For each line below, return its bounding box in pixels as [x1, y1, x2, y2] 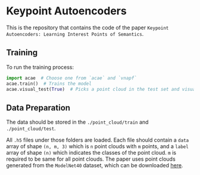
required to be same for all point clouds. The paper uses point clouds [6, 155, 176, 162]
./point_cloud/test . [6, 125, 56, 132]
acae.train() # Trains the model [6, 81, 92, 87]
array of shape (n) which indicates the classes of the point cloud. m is [6, 149, 177, 156]
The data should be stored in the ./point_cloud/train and [6, 118, 149, 126]
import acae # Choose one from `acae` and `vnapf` [6, 75, 137, 81]
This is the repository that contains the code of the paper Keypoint [6, 24, 169, 31]
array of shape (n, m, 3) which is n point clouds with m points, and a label [6, 143, 189, 150]
